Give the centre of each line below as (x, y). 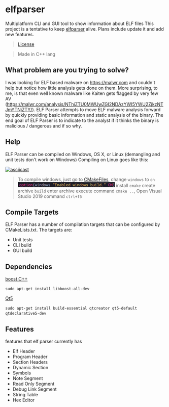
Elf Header (24, 351)
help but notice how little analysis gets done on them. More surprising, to (81, 88)
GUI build (22, 250)
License (26, 44)
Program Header (30, 357)
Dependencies (29, 266)
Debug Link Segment (35, 389)
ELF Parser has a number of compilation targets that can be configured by (83, 224)
